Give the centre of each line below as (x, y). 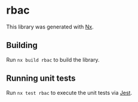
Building (22, 45)
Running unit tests (41, 79)
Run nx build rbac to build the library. (53, 59)
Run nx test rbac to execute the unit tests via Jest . (69, 93)
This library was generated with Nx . (50, 27)
